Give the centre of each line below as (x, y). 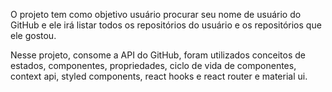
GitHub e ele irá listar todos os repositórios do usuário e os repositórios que (166, 25)
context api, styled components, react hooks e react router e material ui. (159, 76)
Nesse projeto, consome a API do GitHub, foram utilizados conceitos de (158, 55)
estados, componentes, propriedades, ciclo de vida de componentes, (153, 65)
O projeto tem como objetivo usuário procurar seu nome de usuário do (156, 14)
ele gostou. (33, 35)
